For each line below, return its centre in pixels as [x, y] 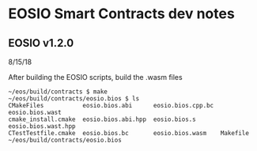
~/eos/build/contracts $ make [58, 92]
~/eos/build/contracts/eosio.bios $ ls [74, 99]
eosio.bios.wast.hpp [42, 126]
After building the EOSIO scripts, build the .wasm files [96, 77]
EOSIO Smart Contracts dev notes [121, 14]
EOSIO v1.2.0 [41, 43]
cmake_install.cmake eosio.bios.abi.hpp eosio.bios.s [102, 119]
